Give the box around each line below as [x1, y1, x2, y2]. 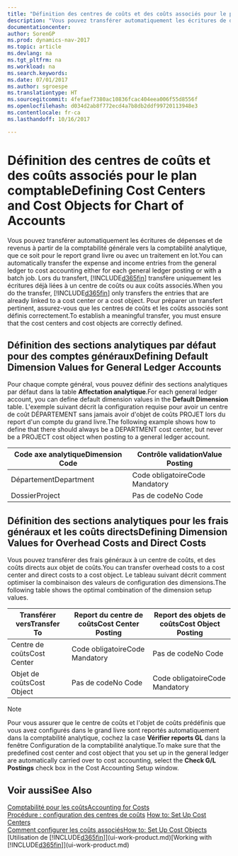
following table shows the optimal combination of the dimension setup [7, 586, 212, 595]
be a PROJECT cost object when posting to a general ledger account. [7, 433, 210, 441]
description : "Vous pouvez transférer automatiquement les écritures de [7, 17, 227, 24]
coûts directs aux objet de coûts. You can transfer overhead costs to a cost [7, 564, 225, 572]
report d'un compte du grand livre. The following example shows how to [7, 418, 216, 426]
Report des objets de [154, 610, 227, 620]
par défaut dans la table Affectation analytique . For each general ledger [7, 387, 217, 396]
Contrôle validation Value [137, 450, 222, 460]
